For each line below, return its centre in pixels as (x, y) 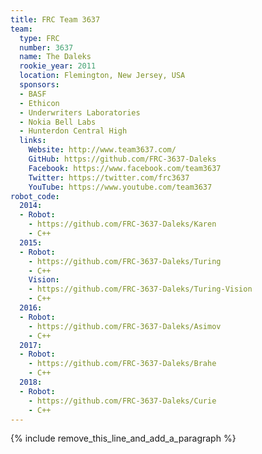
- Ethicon (39, 103)
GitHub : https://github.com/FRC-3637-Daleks (122, 159)
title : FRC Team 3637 (55, 19)
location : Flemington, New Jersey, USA (102, 76)
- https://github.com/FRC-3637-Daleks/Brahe (122, 364)
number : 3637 (46, 47)
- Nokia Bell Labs (58, 122)
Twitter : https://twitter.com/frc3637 (109, 177)
